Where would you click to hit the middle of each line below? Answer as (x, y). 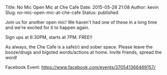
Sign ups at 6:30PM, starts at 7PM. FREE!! (49, 37)
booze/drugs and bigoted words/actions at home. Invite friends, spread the (83, 52)
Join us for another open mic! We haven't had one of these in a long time (81, 22)
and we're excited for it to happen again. (47, 27)
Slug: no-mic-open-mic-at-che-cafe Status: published (62, 12)
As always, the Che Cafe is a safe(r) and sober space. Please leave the (79, 47)
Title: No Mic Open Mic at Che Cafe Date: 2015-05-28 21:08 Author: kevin (82, 7)
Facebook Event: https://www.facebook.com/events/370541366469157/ (80, 67)
